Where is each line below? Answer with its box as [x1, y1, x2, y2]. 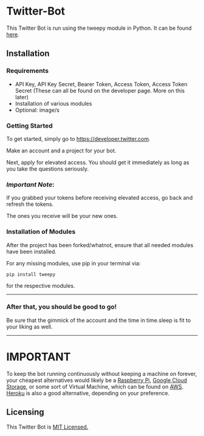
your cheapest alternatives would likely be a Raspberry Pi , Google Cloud [6, 376, 187, 384]
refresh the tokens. [6, 200, 54, 208]
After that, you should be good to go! [6, 302, 117, 311]
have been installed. [6, 248, 56, 255]
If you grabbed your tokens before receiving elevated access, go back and [6, 194, 193, 202]
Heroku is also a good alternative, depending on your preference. [6, 389, 170, 397]
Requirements [6, 67, 49, 75]
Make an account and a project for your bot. [6, 147, 117, 154]
